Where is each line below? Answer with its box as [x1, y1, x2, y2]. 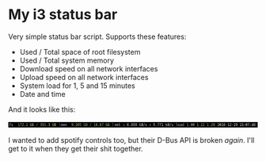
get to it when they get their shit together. [8, 144, 144, 153]
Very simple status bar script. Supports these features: [8, 32, 187, 41]
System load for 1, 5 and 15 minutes [19, 81, 136, 90]
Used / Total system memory [19, 56, 115, 65]
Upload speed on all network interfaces [19, 72, 149, 82]
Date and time [19, 89, 66, 98]
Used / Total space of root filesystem [19, 47, 141, 56]
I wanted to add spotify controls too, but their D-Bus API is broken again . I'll [8, 135, 255, 144]
